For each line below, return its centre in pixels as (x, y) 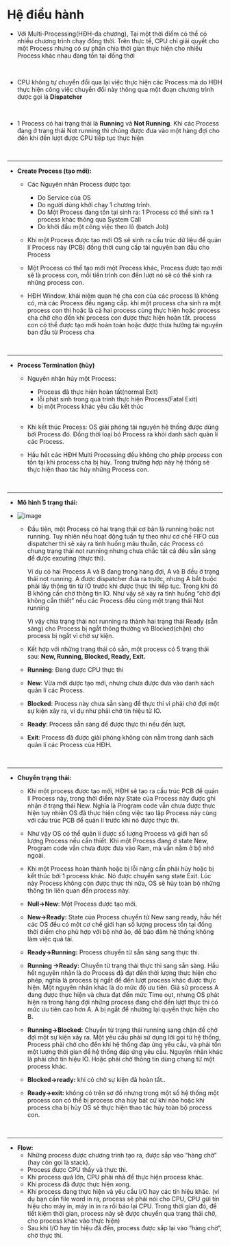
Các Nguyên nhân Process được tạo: (79, 184)
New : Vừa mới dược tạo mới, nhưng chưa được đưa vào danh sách (120, 683)
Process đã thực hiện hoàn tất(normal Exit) (98, 392)
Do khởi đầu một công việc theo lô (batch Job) (103, 226)
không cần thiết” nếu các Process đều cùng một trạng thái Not (115, 600)
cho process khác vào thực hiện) (74, 1221)
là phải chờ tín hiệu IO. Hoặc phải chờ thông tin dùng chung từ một (121, 1059)
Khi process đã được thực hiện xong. (79, 1184)
